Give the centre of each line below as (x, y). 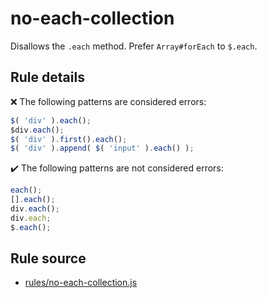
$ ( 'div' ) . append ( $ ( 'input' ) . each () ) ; (102, 148)
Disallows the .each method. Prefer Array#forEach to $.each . (134, 46)
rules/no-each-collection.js (81, 283)
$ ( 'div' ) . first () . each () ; (69, 139)
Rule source (48, 258)
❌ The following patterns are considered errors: (108, 101)
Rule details (47, 77)
